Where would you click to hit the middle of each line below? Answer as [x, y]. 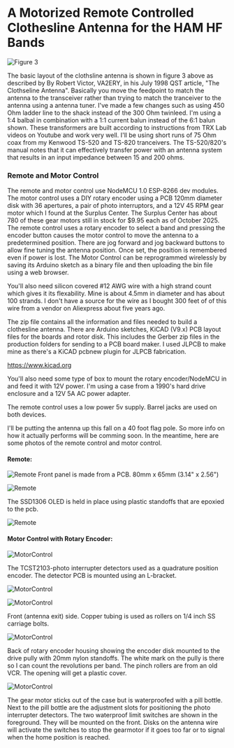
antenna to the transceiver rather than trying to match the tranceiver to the [114, 98]
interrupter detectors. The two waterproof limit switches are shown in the [112, 714]
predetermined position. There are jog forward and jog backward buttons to [116, 243]
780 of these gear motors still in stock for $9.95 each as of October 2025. [114, 220]
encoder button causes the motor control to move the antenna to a [103, 235]
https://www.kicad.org [39, 365]
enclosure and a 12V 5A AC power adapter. [69, 394]
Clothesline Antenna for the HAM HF [115, 28]
